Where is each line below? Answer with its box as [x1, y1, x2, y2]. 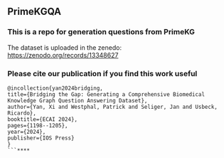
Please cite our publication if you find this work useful [7, 68, 198, 78]
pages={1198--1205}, [7, 122, 69, 129]
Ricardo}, [7, 110, 37, 117]
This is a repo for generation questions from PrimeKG [7, 27, 196, 37]
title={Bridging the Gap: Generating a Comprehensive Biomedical [7, 90, 205, 98]
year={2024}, [7, 128, 46, 135]
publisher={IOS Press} [7, 135, 75, 142]
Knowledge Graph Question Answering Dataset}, [7, 97, 148, 104]
